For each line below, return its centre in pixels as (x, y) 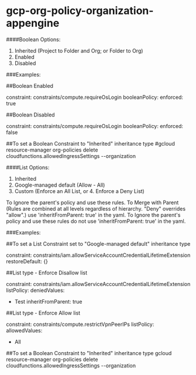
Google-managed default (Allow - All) (60, 185)
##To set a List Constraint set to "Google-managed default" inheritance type (98, 243)
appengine (33, 23)
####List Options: (28, 167)
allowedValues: (24, 330)
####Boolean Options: (33, 39)
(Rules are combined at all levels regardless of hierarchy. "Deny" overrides (96, 208)
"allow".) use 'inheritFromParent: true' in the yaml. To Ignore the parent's (93, 215)
